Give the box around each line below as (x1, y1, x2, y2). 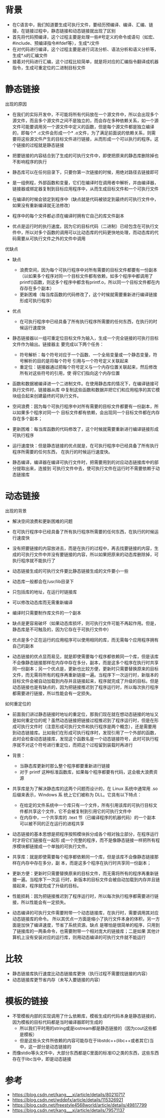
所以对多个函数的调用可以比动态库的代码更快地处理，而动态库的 (25, 229, 155, 235)
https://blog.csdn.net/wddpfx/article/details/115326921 (12, 1097, 124, 1103)
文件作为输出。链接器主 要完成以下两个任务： (12, 341, 104, 347)
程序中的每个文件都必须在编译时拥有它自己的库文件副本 (12, 212, 124, 219)
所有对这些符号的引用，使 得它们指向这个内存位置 (19, 370, 120, 376)
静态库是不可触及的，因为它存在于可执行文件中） (12, 626, 111, 632)
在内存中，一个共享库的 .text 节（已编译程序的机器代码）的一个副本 (19, 814, 156, 820)
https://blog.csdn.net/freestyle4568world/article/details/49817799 (12, 1102, 147, 1108)
